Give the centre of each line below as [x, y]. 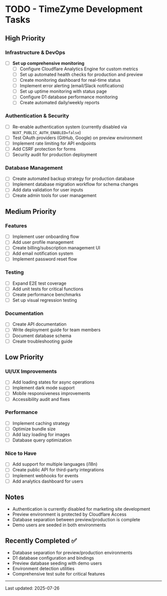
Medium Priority [31, 211]
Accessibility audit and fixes [41, 399]
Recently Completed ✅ [41, 540]
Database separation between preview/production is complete [76, 520]
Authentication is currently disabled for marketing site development [81, 509]
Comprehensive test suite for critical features [59, 574]
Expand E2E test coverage [39, 283]
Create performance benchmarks [46, 294]
